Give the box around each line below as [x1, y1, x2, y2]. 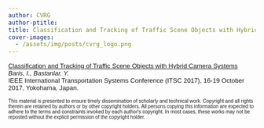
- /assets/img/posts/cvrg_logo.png [15, 41, 132, 48]
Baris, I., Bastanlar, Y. [8, 69, 69, 78]
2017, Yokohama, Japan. [8, 84, 79, 92]
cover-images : [8, 33, 55, 41]
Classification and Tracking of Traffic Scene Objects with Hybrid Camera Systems [8, 62, 238, 70]
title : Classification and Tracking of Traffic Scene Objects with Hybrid [8, 26, 258, 34]
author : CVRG [8, 11, 51, 20]
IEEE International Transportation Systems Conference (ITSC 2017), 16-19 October [8, 76, 245, 85]
